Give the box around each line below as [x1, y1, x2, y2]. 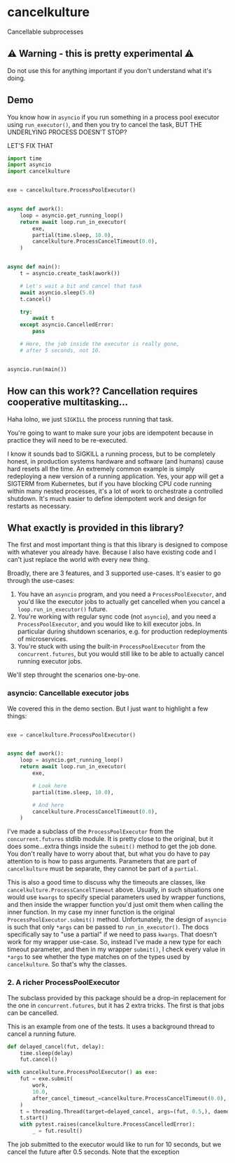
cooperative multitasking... [7, 396, 129, 408]
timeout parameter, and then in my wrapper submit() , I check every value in [7, 945, 226, 954]
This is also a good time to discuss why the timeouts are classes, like [7, 878, 206, 887]
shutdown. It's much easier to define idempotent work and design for [7, 494, 207, 502]
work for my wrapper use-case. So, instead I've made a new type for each [7, 938, 222, 946]
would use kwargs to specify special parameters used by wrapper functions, [7, 893, 226, 901]
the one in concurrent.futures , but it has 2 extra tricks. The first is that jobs [7, 1001, 225, 1009]
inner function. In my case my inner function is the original [7, 908, 175, 916]
